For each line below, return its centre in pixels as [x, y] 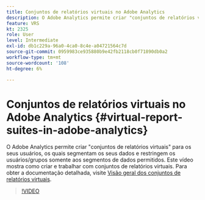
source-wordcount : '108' [38, 63]
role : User [20, 35]
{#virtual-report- [139, 117]
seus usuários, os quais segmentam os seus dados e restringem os [91, 154]
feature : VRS [23, 23]
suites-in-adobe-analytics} [77, 130]
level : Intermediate [33, 40]
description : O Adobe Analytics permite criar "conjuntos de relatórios [101, 18]
